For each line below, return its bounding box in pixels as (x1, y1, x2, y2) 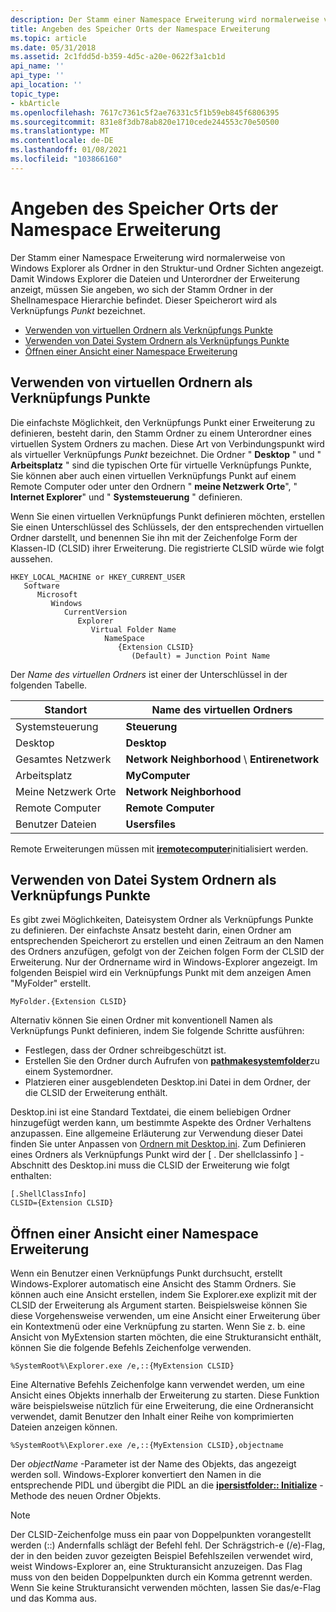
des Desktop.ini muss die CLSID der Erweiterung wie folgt (51, 1159, 290, 1171)
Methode (10, 1490, 48, 1502)
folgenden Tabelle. (10, 679, 88, 691)
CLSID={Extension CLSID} (10, 1198, 114, 1208)
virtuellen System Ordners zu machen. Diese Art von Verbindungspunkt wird (10, 437, 325, 450)
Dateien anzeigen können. (10, 1421, 118, 1433)
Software (23, 581, 60, 591)
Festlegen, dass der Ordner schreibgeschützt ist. (24, 1044, 227, 1056)
